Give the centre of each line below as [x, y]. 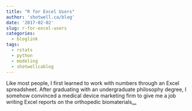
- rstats [22, 50]
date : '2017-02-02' [30, 22]
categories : [21, 34]
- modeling [25, 61]
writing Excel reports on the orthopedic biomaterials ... [71, 102]
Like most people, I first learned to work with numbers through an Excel [93, 83]
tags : [13, 45]
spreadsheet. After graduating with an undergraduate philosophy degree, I [96, 90]
